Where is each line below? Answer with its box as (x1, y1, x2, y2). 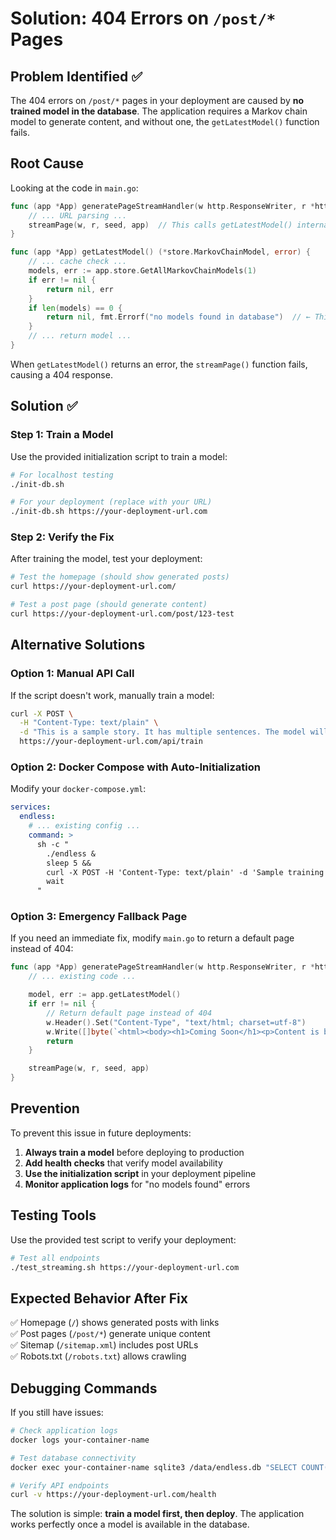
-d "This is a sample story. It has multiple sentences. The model (19, 727, 307, 737)
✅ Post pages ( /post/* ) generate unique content (10, 1328, 211, 1340)
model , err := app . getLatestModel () (28, 990, 182, 1000)
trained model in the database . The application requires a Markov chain (10, 105, 308, 117)
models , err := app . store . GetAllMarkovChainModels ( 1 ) (28, 266, 257, 276)
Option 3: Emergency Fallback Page (10, 910, 188, 924)
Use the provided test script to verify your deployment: (10, 1233, 237, 1246)
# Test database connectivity (10, 1453, 137, 1463)
